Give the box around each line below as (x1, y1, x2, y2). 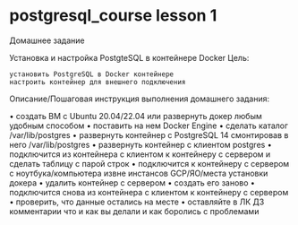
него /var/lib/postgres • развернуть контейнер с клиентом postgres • (9, 139, 272, 150)
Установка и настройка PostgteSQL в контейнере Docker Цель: (9, 52, 250, 63)
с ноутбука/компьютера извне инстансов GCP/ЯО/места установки (9, 168, 268, 178)
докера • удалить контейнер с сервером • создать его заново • (9, 177, 255, 188)
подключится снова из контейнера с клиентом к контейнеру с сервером (9, 186, 289, 197)
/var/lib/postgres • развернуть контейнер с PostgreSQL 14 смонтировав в (9, 129, 289, 140)
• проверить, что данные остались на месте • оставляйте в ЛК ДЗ (9, 196, 265, 207)
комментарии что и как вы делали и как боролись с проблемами (9, 205, 260, 216)
